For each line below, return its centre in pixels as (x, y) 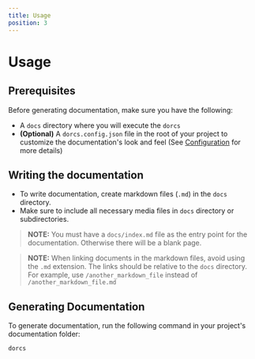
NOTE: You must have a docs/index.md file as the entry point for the (137, 234)
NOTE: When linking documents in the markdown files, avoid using (136, 258)
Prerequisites (42, 91)
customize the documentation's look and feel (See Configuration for (130, 142)
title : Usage (30, 15)
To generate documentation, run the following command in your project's (127, 326)
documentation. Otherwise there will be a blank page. (114, 243)
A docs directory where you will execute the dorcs (100, 125)
